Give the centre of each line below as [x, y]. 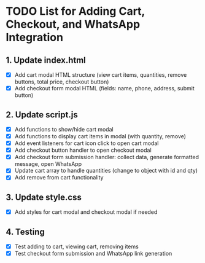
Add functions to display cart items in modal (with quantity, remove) [100, 136]
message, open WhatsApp [48, 164]
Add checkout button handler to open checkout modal [83, 150]
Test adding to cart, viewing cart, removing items [76, 246]
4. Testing [25, 232]
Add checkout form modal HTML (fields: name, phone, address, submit [104, 88]
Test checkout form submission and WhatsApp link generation [93, 254]
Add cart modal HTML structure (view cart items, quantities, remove [101, 75]
